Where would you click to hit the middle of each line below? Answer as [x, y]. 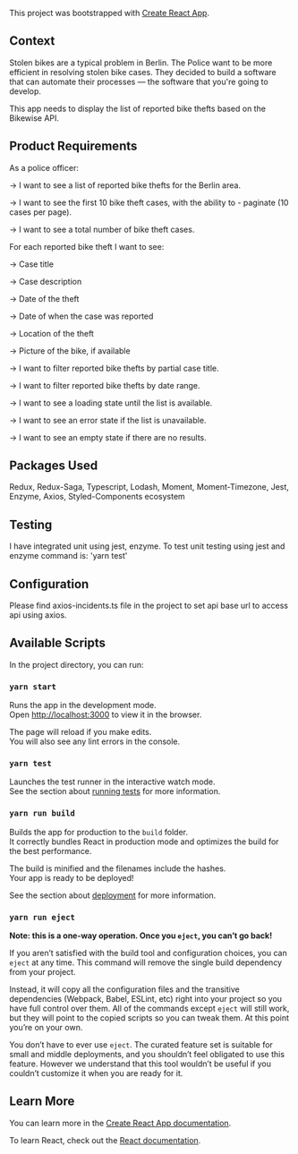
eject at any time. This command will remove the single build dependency [146, 962]
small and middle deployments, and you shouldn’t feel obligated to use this [147, 1055]
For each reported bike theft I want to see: [87, 246]
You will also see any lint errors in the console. [95, 741]
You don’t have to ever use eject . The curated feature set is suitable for [141, 1045]
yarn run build [43, 813]
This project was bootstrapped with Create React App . [110, 13]
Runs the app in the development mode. [83, 705]
